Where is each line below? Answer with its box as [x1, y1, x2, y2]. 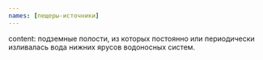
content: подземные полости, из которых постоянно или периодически [8, 34, 255, 43]
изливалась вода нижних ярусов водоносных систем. [8, 42, 196, 52]
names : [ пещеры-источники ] [8, 11, 100, 20]
